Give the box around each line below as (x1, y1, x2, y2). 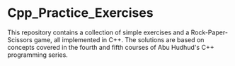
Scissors (7, 35, 33, 44)
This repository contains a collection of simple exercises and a (7, 28, 190, 37)
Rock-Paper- (190, 28, 229, 37)
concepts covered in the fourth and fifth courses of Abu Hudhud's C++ (7, 43, 214, 51)
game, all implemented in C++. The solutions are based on (34, 35, 205, 44)
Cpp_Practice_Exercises (7, 5, 154, 21)
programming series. (7, 51, 69, 59)
